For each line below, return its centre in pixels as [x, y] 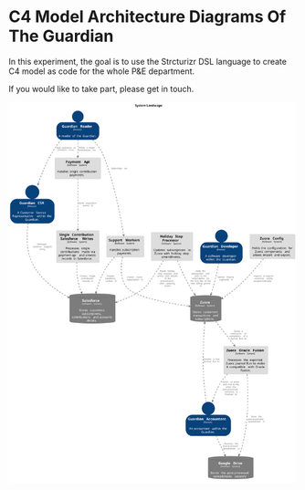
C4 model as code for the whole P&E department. [102, 71]
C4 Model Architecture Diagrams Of [147, 17]
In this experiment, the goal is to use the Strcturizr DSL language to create [147, 61]
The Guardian [61, 36]
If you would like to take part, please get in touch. [101, 89]
